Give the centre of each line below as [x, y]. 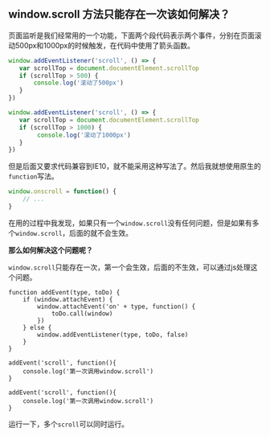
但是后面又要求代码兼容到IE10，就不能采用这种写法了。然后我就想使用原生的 [135, 167]
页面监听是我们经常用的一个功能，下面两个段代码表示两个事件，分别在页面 [131, 35]
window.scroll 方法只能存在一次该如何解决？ [119, 14]
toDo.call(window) [82, 313]
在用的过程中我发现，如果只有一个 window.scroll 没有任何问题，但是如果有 [131, 223]
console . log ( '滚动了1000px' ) [84, 135]
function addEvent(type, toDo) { [64, 292]
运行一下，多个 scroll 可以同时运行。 [68, 424]
